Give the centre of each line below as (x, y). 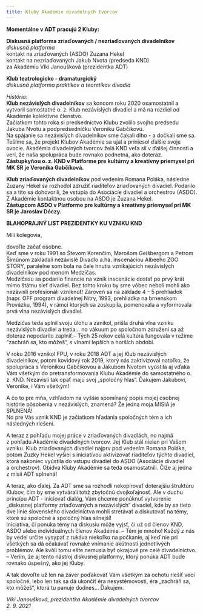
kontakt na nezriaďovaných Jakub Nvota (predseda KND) (78, 60)
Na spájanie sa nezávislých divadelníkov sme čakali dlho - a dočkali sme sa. (101, 135)
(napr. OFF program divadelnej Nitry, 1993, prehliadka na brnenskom (92, 298)
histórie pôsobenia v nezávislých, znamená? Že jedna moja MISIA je (91, 404)
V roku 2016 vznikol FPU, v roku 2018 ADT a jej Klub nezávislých (87, 354)
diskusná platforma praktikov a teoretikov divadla (68, 85)
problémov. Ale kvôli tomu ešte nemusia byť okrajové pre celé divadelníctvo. (101, 550)
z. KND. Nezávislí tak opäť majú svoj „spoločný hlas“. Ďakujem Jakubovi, (96, 379)
